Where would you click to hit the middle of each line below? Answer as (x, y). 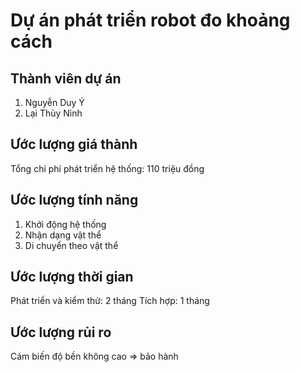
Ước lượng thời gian (72, 277)
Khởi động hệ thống (65, 224)
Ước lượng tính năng (74, 200)
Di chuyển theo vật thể (71, 245)
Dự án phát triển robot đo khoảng (150, 20)
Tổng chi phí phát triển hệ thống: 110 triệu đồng (107, 168)
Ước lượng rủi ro (61, 332)
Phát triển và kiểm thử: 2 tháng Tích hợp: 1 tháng (110, 301)
